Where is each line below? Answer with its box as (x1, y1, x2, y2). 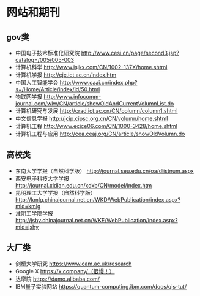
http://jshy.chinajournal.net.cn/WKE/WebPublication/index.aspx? (15, 216, 179, 224)
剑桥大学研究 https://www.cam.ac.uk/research (15, 260, 132, 267)
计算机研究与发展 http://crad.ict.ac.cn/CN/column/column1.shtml (15, 107, 178, 114)
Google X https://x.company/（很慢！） (15, 267, 115, 275)
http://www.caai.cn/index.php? (59, 79, 138, 86)
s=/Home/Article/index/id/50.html (15, 86, 100, 93)
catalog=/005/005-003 (15, 56, 75, 63)
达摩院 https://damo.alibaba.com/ (15, 275, 100, 283)
